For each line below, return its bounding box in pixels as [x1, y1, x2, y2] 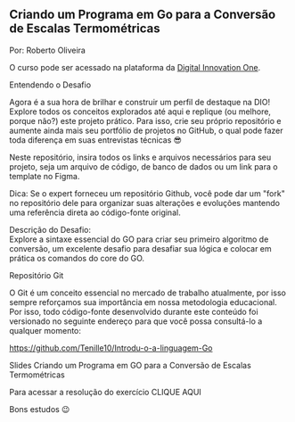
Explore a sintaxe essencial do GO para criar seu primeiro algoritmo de [9, 234, 269, 244]
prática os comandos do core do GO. [9, 252, 145, 263]
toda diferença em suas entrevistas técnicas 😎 [9, 134, 183, 145]
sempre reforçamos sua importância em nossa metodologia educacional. [9, 296, 278, 307]
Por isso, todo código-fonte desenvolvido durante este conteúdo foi [9, 306, 258, 317]
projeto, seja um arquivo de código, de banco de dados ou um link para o [9, 161, 278, 172]
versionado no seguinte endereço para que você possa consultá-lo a [9, 316, 263, 327]
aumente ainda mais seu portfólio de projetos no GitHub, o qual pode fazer [9, 125, 283, 136]
